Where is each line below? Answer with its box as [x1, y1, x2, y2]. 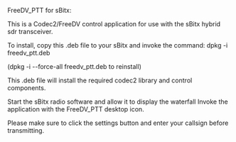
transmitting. [7, 126, 45, 134]
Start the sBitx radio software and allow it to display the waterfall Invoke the [7, 97, 229, 106]
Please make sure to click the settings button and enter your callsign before [7, 119, 229, 127]
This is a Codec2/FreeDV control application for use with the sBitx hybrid [7, 20, 221, 28]
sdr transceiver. [7, 28, 53, 35]
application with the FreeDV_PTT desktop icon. [7, 105, 144, 113]
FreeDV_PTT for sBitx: [7, 6, 72, 14]
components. [7, 84, 46, 92]
